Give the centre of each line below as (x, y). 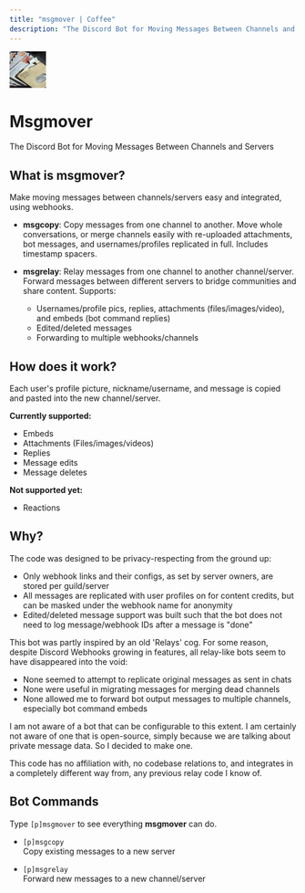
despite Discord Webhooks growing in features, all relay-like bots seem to (148, 652)
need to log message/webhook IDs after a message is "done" (137, 625)
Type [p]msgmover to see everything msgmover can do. (113, 824)
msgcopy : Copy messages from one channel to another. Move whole (152, 225)
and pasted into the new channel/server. (85, 398)
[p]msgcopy (43, 842)
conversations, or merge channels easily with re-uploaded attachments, (158, 235)
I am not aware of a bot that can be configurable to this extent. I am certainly (153, 726)
